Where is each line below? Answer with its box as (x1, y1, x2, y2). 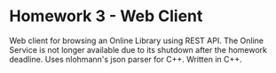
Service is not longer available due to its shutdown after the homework (9, 44, 268, 55)
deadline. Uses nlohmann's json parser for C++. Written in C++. (9, 54, 242, 64)
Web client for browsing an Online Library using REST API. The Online (9, 35, 264, 46)
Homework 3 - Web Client (9, 6, 203, 26)
